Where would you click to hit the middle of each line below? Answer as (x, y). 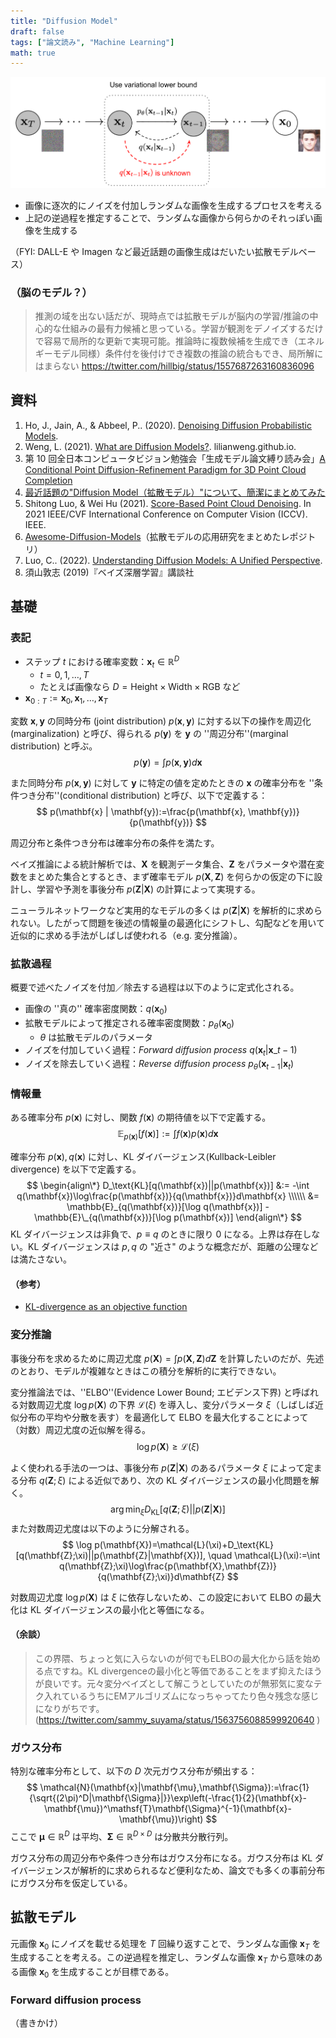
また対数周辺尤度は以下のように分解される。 (102, 1528)
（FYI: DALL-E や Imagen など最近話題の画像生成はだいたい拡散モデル (154, 251)
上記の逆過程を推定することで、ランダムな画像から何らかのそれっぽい (169, 217)
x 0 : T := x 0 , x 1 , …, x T (66, 698)
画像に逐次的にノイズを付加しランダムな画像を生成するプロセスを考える (173, 205)
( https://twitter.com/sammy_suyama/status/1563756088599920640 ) (177, 1719)
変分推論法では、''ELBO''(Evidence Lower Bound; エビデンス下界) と (151, 1392)
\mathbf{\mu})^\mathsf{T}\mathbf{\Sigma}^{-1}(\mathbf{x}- (168, 1809)
